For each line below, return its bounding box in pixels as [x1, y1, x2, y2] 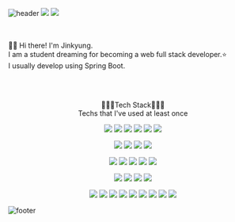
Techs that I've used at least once [78, 109, 188, 118]
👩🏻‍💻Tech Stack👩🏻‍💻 [100, 100, 165, 109]
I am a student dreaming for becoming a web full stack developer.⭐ [8, 50, 227, 59]
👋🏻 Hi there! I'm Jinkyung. [8, 40, 93, 50]
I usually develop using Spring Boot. [8, 61, 126, 71]
